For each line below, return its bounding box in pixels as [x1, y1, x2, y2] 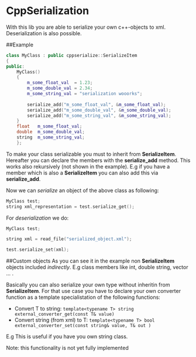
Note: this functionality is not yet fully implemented [6, 345, 129, 352]
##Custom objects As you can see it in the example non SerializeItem [6, 257, 175, 265]
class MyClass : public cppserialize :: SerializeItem [6, 52, 137, 58]
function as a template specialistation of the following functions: [6, 294, 161, 301]
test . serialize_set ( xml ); [6, 247, 69, 253]
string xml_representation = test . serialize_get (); [6, 204, 135, 210]
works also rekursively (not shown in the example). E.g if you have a [6, 163, 170, 170]
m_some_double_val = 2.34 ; [27, 85, 93, 92]
